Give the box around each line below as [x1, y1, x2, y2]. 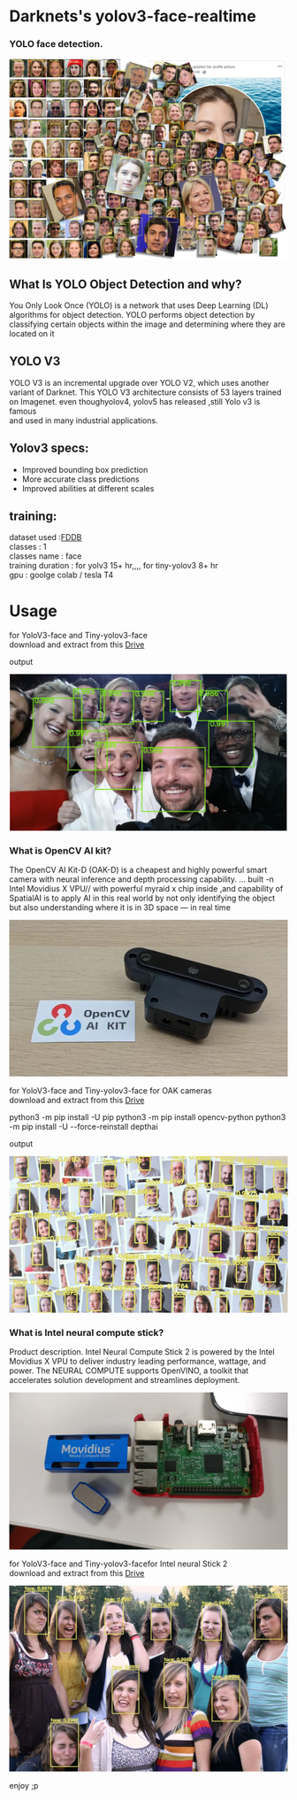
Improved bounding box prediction [21, 464, 148, 475]
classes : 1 [9, 542, 47, 552]
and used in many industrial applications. [9, 414, 158, 426]
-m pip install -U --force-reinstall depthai [9, 1122, 158, 1132]
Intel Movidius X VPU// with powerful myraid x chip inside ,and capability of [9, 883, 284, 893]
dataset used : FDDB [9, 532, 82, 543]
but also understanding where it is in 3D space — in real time [9, 901, 232, 913]
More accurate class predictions [21, 474, 140, 484]
